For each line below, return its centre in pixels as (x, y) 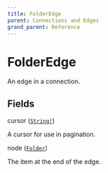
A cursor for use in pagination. (52, 134)
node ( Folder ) (28, 148)
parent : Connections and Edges (53, 20)
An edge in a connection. (44, 81)
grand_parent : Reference (44, 27)
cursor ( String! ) (31, 121)
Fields (21, 103)
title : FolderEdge (34, 14)
